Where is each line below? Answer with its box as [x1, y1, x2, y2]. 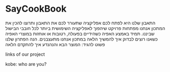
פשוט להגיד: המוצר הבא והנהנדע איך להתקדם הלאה [5, 41, 105, 47]
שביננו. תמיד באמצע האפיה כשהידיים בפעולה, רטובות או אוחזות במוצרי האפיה [5, 30, 155, 37]
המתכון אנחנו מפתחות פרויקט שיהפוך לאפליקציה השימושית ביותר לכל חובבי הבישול [5, 25, 165, 31]
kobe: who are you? [5, 61, 47, 67]
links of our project [5, 51, 45, 57]
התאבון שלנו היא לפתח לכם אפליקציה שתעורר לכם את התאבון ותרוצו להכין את [5, 20, 156, 26]
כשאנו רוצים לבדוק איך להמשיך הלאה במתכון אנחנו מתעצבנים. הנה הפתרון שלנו [5, 36, 158, 42]
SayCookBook [5, 3, 67, 15]
